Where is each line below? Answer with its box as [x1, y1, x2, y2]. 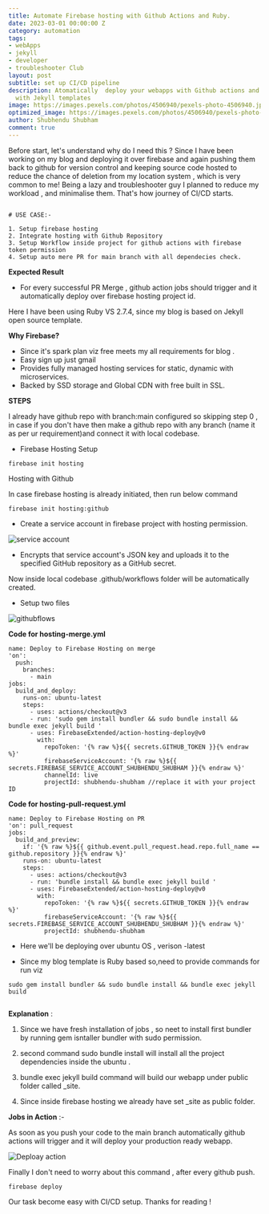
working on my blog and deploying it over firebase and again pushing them [8, 154, 256, 164]
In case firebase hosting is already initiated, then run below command [8, 489, 239, 498]
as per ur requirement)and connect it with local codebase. [8, 428, 200, 438]
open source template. [8, 315, 82, 325]
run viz [19, 964, 43, 975]
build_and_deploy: [15, 687, 78, 695]
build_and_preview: [15, 835, 81, 843]
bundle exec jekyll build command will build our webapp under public [19, 1072, 249, 1082]
